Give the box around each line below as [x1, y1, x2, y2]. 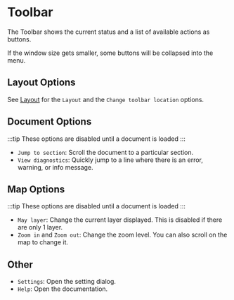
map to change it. [17, 238, 69, 246]
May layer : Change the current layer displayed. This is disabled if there [17, 215, 223, 224]
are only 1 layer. [17, 223, 63, 232]
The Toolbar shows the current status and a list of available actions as [7, 27, 210, 36]
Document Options [7, 115, 92, 127]
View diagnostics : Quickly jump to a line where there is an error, [17, 156, 204, 164]
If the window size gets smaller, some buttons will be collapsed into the [7, 49, 214, 57]
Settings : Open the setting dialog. [17, 277, 116, 286]
